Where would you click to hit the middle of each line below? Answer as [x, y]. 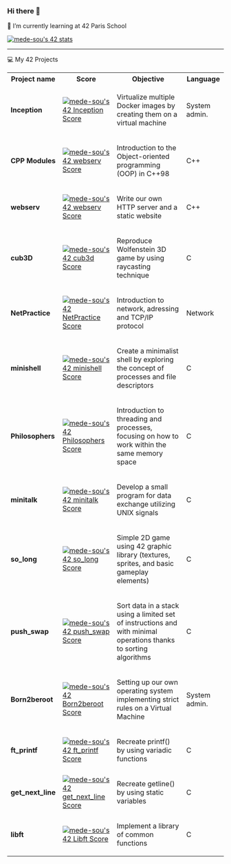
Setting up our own [147, 682]
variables [131, 801]
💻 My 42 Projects [33, 60]
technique [133, 275]
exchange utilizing [146, 504]
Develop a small [142, 487]
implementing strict [148, 699]
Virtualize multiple [146, 97]
